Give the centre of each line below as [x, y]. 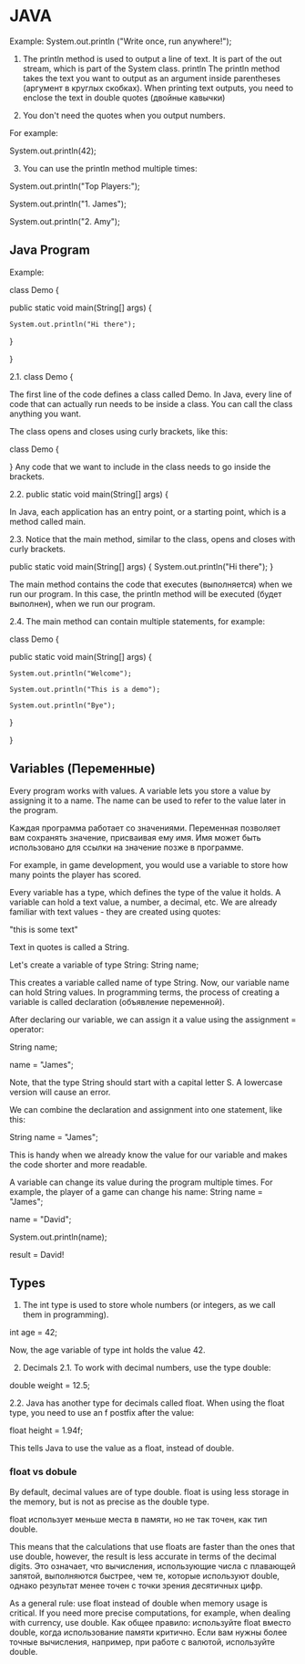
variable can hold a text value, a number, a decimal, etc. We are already [143, 902]
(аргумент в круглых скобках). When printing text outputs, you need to [158, 88]
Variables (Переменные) [83, 769]
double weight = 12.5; [50, 1386]
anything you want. [46, 413]
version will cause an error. [60, 1092]
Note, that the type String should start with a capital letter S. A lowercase [146, 1082]
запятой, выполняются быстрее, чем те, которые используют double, [145, 1575]
